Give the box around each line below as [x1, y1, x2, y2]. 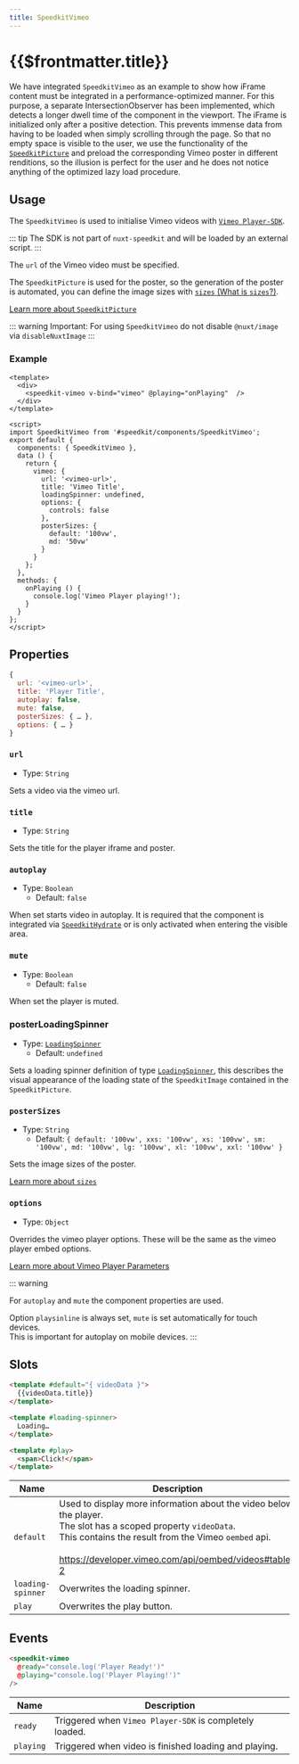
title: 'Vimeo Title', [41, 482, 125, 491]
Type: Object [21, 1216, 69, 1227]
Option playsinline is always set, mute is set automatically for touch [9, 1312, 258, 1323]
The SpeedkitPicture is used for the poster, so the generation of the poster [9, 277, 284, 288]
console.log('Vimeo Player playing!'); [32, 591, 181, 600]
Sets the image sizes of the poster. [9, 1158, 136, 1169]
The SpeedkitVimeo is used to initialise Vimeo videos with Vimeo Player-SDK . [9, 216, 286, 227]
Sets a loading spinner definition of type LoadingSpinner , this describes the [9, 1065, 284, 1076]
